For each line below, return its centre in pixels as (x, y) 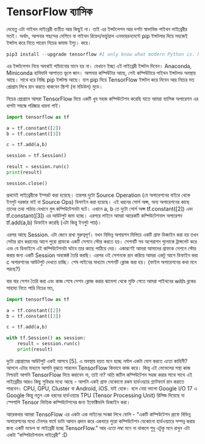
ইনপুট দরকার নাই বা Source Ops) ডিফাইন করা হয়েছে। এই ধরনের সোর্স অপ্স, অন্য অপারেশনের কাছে (98, 202)
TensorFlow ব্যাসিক (49, 12)
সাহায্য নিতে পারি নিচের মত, (30, 287)
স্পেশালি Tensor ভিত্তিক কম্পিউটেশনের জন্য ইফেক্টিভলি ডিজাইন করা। (68, 402)
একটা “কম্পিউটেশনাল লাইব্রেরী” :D (37, 435)
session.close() (27, 183)
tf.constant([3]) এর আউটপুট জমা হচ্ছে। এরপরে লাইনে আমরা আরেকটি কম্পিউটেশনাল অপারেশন (95, 216)
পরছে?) (13, 269)
